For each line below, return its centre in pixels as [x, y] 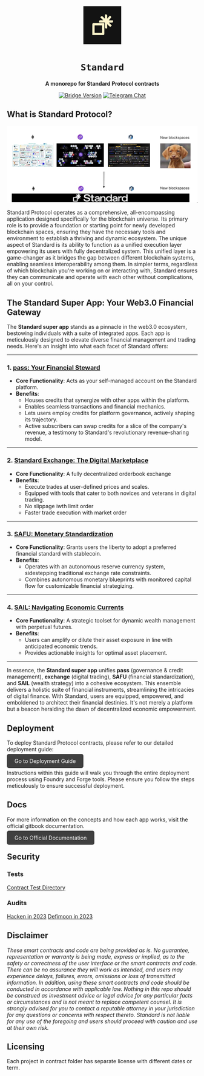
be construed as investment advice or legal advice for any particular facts [100, 995]
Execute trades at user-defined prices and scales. [87, 486]
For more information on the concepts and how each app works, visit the [97, 819]
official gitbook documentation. [46, 826]
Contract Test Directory [36, 888]
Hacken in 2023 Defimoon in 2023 [50, 916]
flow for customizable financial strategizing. [79, 585]
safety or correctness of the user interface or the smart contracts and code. [102, 963]
